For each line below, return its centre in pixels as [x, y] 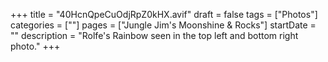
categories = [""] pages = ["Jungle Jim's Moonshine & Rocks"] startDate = [163, 25]
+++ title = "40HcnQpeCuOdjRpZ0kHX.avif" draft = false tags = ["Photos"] [164, 14]
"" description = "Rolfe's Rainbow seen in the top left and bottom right [154, 35]
